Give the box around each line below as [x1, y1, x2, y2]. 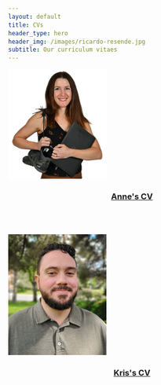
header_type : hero [8, 29, 68, 37]
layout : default [8, 13, 61, 20]
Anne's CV [111, 191, 153, 202]
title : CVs [8, 20, 44, 29]
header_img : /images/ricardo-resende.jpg [8, 38, 146, 46]
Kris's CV [113, 367, 151, 378]
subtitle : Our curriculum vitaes [8, 46, 118, 54]
